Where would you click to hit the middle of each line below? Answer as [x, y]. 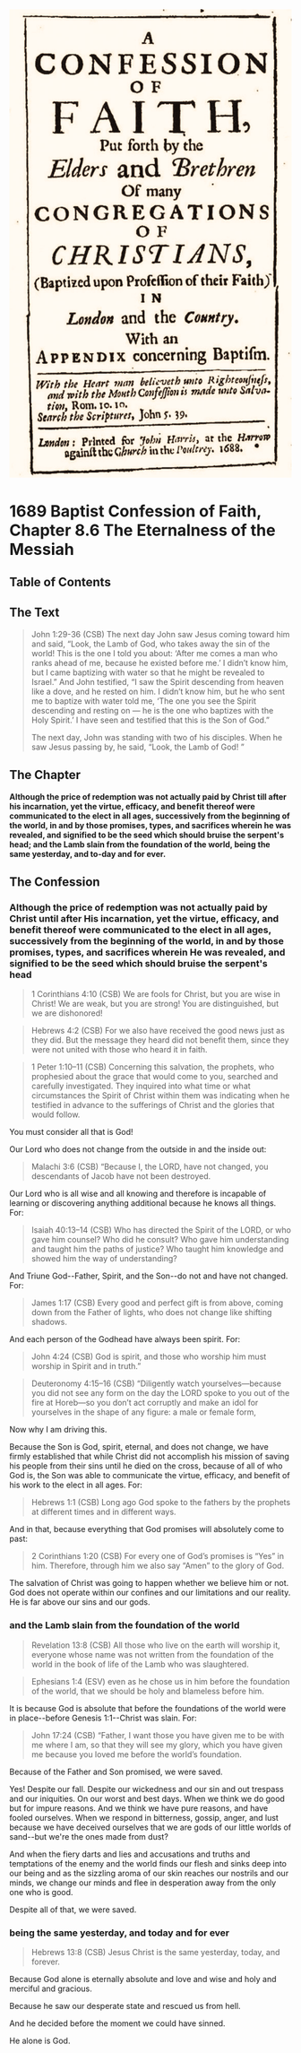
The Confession [55, 882]
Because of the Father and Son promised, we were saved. [116, 1771]
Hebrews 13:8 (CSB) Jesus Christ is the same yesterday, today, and [155, 1952]
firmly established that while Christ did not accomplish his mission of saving [149, 1457]
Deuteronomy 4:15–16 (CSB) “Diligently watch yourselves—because [156, 1383]
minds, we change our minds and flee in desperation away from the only [143, 1883]
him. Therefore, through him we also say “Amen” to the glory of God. [158, 1566]
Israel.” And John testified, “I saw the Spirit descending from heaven [157, 681]
